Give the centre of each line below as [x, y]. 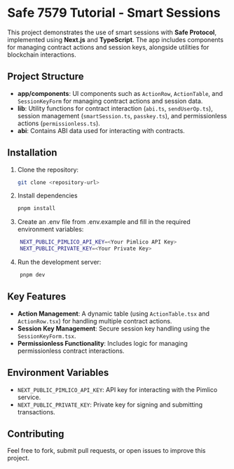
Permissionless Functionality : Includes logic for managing [102, 343]
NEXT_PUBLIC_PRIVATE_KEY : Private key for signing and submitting [110, 405]
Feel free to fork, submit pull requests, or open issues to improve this [106, 451]
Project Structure [46, 77]
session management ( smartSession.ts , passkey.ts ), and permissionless [122, 115]
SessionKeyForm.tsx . [47, 336]
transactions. [36, 412]
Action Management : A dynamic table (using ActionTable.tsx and [113, 314]
